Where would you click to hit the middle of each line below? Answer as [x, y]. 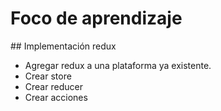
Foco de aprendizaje [96, 18]
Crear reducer [53, 86]
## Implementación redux [63, 46]
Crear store [48, 76]
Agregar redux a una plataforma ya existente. [118, 65]
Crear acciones [56, 97]
